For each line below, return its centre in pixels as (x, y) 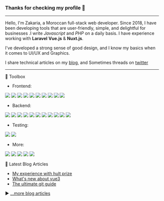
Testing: (20, 125)
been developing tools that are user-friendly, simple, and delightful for (75, 28)
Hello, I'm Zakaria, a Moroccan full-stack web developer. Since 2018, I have (81, 23)
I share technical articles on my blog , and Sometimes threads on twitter (77, 62)
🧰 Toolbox (15, 77)
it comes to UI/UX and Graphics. (37, 53)
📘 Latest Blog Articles (27, 164)
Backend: (22, 106)
